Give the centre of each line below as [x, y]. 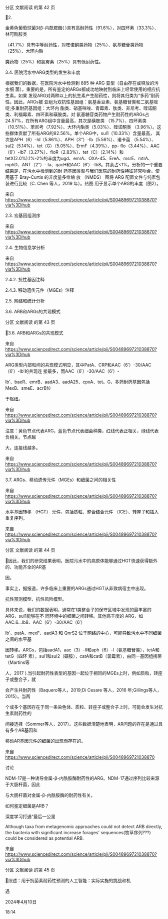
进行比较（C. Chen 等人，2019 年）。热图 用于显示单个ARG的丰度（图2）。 [85, 183]
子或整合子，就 [20, 679]
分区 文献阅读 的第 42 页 [30, 7]
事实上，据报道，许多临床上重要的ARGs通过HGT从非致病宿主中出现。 [77, 588]
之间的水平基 [18, 639]
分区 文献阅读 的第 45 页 [30, 870]
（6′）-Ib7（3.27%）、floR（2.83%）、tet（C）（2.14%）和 [64, 152]
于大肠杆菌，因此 [23, 784]
